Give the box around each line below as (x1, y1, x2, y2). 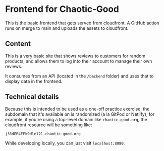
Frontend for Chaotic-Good (5, 3, 119, 15)
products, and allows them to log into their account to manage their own (5, 58, 152, 64)
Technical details (5, 93, 59, 101)
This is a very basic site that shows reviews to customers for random (5, 53, 146, 59)
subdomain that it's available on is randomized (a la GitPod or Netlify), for (5, 111, 155, 117)
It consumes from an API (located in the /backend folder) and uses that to (5, 73, 154, 79)
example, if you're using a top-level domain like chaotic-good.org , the (5, 116, 148, 122)
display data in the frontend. (5, 78, 63, 84)
